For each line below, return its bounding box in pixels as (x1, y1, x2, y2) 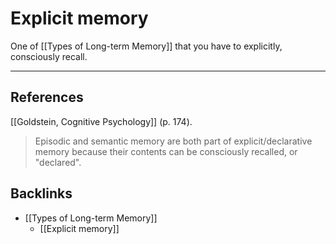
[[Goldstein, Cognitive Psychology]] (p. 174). (10, 115, 193, 127)
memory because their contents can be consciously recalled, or (34, 145, 298, 157)
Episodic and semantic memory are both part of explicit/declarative (34, 135, 313, 147)
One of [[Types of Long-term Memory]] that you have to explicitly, (10, 40, 283, 52)
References (10, 89, 84, 106)
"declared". (34, 156, 82, 168)
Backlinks (10, 185, 73, 202)
